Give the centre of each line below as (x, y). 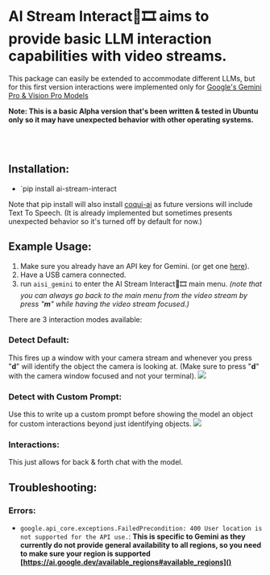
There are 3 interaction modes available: (75, 319)
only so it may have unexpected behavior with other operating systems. (131, 119)
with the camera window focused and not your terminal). (102, 375)
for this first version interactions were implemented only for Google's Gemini (135, 87)
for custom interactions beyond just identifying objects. (100, 424)
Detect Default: (39, 340)
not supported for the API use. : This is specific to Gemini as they (133, 536)
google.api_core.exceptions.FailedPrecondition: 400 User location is (141, 529)
